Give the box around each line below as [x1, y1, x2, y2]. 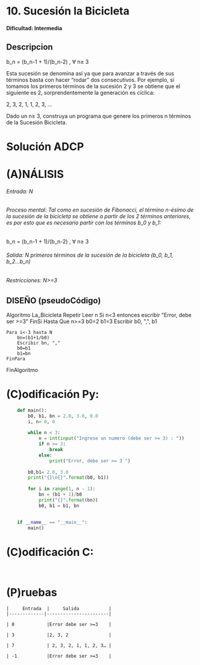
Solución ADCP [6, 140, 84, 153]
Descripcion [6, 42, 53, 52]
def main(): [17, 407, 47, 414]
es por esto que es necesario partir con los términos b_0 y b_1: [6, 219, 161, 227]
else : [38, 452, 52, 458]
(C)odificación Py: [6, 388, 99, 402]
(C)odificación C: [6, 546, 94, 559]
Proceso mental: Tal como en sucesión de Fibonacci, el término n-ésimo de [6, 206, 194, 213]
